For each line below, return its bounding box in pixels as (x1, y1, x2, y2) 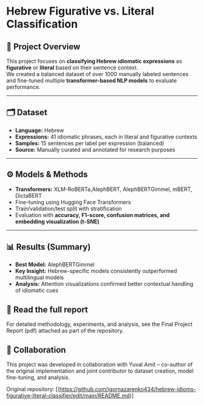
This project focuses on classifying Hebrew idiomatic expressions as (6, 58, 182, 64)
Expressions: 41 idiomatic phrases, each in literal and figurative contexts (15, 133, 197, 140)
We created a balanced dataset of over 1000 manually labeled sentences (6, 71, 189, 77)
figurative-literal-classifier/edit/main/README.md (6, 392, 130, 400)
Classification (6, 17, 78, 31)
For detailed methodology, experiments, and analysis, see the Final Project (6, 320, 193, 328)
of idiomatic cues (15, 287, 59, 294)
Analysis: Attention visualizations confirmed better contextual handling (15, 280, 194, 288)
